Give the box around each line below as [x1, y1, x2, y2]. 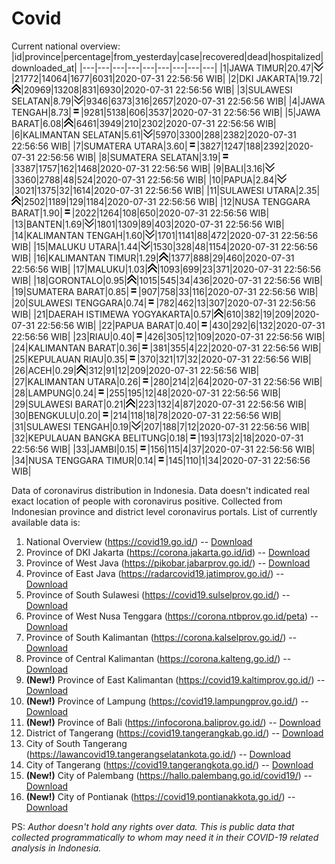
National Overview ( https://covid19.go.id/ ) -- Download [25, 535, 253, 547]
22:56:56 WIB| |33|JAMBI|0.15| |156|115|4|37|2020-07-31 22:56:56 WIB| [11, 443, 316, 455]
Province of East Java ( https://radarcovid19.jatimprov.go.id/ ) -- [25, 567, 285, 579]
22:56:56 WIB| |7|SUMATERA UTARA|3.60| [11, 140, 188, 152]
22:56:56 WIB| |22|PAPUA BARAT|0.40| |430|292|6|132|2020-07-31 [37, 319, 326, 331]
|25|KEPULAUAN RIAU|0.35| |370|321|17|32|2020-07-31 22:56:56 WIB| [11, 353, 312, 365]
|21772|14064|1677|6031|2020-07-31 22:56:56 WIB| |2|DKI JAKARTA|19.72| [11, 72, 324, 84]
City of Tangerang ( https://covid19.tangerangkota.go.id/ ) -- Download [25, 758, 314, 771]
